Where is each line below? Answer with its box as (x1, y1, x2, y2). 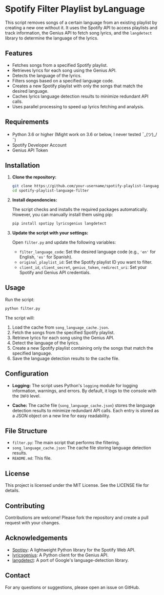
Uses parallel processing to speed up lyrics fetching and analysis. (12, 103, 145, 109)
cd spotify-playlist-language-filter (12, 188, 89, 193)
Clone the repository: (12, 174, 57, 180)
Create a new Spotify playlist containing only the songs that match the (12, 345, 154, 351)
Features (5, 49, 33, 58)
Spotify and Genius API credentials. (19, 270, 91, 275)
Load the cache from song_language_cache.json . (12, 324, 109, 330)
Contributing (5, 501, 45, 510)
